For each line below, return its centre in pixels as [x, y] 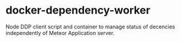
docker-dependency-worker [78, 10]
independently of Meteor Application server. [60, 33]
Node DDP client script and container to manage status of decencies [90, 27]
